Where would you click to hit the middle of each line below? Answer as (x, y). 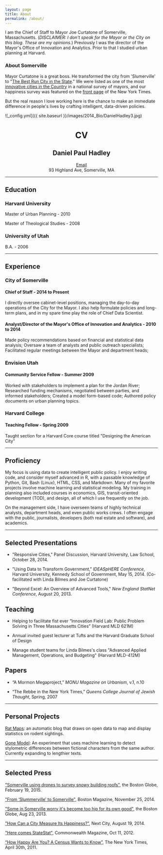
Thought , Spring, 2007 (35, 697)
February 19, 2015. (24, 790)
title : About (18, 14)
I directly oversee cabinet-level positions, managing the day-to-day (72, 303)
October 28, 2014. (30, 560)
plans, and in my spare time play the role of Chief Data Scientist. (80, 313)
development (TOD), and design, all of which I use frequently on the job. (77, 498)
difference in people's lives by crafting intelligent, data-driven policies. (75, 106)
